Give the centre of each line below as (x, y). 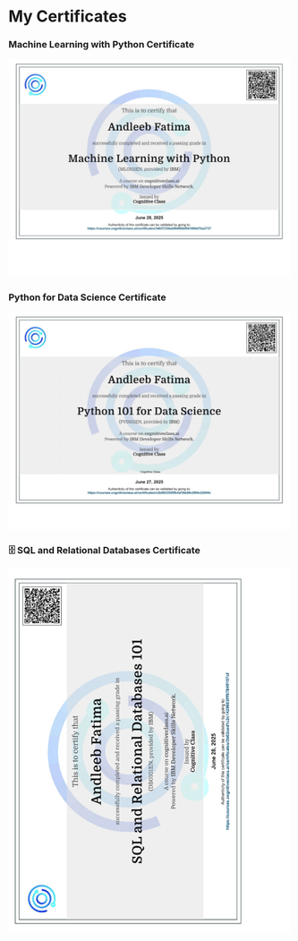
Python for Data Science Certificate (87, 297)
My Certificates (68, 17)
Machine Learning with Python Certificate (101, 45)
